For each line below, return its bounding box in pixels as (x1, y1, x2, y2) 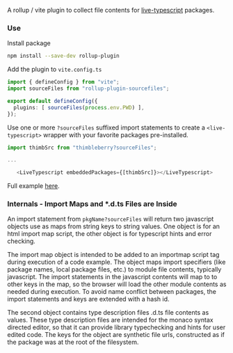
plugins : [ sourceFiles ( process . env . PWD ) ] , (13, 104, 145, 111)
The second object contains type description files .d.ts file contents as (7, 308, 209, 317)
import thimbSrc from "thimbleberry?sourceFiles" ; (7, 144, 157, 151)
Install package (7, 39, 51, 47)
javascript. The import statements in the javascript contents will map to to (7, 273, 218, 281)
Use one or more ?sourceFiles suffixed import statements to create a (7, 123, 205, 132)
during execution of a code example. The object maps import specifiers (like (7, 258, 226, 267)
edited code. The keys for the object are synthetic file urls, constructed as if (7, 331, 225, 339)
